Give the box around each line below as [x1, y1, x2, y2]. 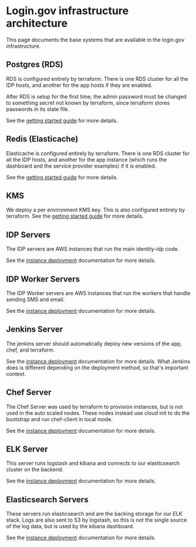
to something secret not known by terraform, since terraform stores [6, 99, 170, 106]
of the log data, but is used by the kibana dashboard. [6, 523, 134, 530]
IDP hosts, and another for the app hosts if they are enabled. [6, 81, 153, 89]
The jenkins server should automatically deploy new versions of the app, [6, 340, 182, 347]
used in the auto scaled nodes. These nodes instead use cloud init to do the [6, 409, 190, 417]
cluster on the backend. [6, 466, 64, 473]
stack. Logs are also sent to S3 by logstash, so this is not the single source [6, 516, 187, 523]
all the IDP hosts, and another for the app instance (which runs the [6, 156, 167, 163]
